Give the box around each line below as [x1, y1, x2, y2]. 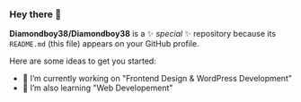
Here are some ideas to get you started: [9, 55, 157, 66]
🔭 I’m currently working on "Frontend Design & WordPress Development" [22, 73, 292, 84]
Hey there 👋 [9, 8, 61, 21]
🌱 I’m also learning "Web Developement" [22, 82, 173, 93]
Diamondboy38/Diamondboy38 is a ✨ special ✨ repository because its [9, 29, 277, 39]
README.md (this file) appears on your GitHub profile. [9, 38, 199, 49]
